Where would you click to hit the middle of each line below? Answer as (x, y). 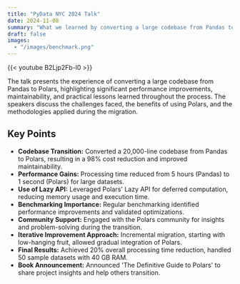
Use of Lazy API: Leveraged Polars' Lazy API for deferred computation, (123, 189)
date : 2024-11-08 (33, 21)
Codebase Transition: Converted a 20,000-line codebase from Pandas (122, 151)
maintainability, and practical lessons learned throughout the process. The (117, 96)
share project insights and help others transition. (89, 273)
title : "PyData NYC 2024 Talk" (54, 14)
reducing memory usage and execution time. (84, 196)
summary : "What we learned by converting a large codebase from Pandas (116, 27)
